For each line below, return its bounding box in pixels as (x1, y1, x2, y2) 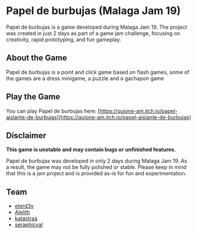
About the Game (6, 53, 68, 63)
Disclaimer (6, 130, 46, 140)
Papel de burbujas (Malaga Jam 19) (6, 4, 181, 18)
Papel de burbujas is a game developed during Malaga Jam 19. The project (6, 23, 188, 30)
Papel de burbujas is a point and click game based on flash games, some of (6, 69, 190, 76)
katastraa (14, 215, 38, 222)
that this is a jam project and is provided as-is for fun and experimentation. (6, 170, 187, 177)
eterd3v (14, 202, 34, 209)
